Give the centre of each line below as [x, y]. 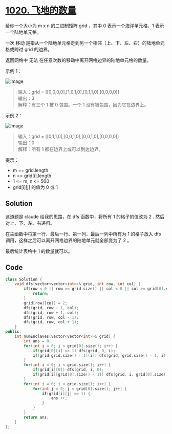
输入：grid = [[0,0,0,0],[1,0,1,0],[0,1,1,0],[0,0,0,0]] [68, 92]
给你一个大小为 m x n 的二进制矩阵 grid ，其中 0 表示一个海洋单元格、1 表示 [85, 26]
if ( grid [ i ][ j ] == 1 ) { [66, 394]
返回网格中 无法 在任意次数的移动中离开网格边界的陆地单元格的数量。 [78, 60]
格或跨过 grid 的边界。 [29, 49]
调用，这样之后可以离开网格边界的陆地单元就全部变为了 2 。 [69, 240]
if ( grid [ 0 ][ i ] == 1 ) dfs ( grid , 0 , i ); [74, 351]
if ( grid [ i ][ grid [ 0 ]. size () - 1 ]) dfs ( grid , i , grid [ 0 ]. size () [100, 375]
